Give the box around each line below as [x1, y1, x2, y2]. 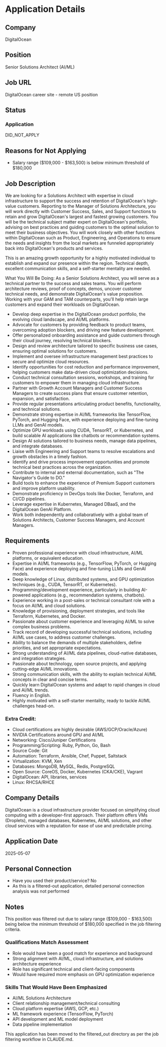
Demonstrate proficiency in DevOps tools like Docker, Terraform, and [12, 490, 154, 496]
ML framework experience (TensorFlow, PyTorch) [12, 1011, 114, 1017]
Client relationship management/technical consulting [12, 1000, 120, 1006]
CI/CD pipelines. [12, 496, 46, 502]
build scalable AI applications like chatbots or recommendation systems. [12, 432, 160, 438]
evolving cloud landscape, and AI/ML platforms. [12, 316, 110, 322]
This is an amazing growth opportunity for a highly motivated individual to [5, 255, 156, 261]
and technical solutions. [12, 406, 61, 412]
